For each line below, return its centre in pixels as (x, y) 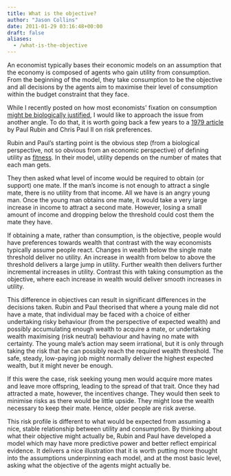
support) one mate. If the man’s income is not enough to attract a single (108, 185)
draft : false (26, 33)
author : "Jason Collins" (43, 20)
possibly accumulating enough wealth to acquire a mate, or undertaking (109, 329)
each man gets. (29, 165)
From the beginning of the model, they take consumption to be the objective (115, 79)
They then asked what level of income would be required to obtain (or (106, 178)
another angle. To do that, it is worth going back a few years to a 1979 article (115, 122)
